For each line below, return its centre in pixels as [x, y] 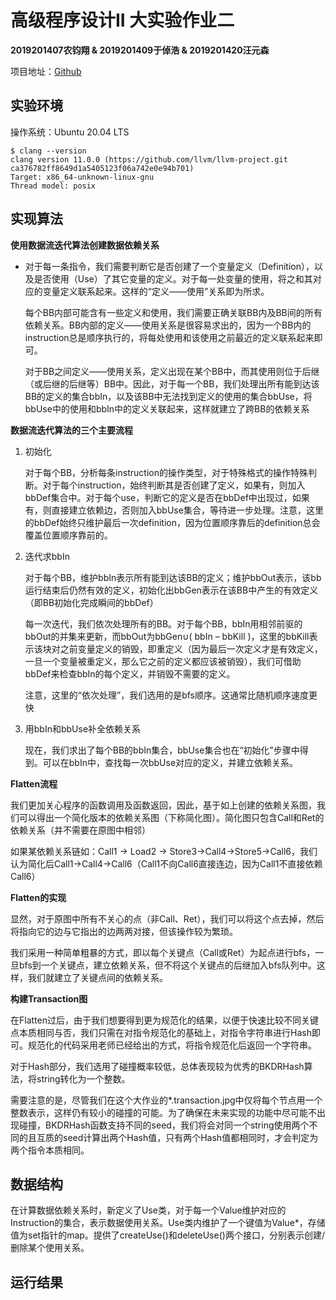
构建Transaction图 [49, 998]
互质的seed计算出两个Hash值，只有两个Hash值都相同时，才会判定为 [177, 1137]
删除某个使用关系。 [50, 1248]
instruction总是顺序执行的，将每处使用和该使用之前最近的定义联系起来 [169, 337]
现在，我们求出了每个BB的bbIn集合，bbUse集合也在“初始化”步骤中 [162, 750]
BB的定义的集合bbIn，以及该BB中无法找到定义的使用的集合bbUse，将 [168, 396]
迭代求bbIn [47, 556]
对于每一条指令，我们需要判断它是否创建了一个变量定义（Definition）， [169, 266]
